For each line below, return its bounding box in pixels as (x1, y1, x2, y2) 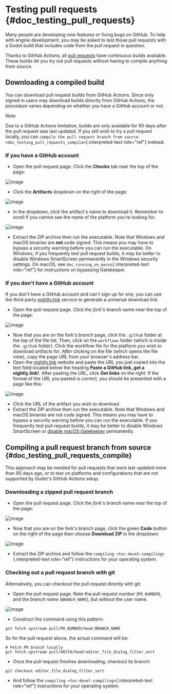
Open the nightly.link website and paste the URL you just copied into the (12, 359, 165, 365)
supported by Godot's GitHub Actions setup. (5, 476, 100, 482)
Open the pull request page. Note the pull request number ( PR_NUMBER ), (12, 590, 162, 596)
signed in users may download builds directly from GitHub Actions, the (5, 97, 155, 103)
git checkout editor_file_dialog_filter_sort (5, 668, 104, 673)
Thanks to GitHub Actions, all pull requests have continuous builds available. (5, 52, 167, 59)
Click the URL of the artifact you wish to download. (12, 401, 121, 407)
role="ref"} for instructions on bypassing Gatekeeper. (12, 267, 126, 273)
